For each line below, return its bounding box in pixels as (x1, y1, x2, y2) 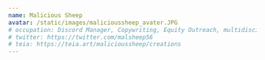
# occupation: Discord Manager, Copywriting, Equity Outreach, (8, 26, 221, 34)
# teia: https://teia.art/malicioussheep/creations (8, 41, 181, 48)
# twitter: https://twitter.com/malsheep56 (8, 33, 154, 41)
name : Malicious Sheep (8, 11, 83, 19)
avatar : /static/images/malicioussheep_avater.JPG (8, 19, 178, 26)
